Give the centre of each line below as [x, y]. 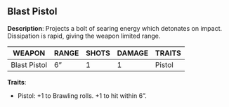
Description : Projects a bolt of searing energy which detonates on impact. [115, 28]
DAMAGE [133, 53]
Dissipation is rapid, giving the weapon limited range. [84, 36]
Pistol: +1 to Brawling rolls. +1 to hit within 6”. [82, 95]
